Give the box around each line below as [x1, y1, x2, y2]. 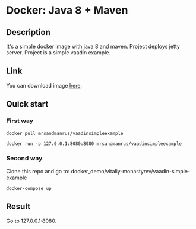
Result [6, 202, 31, 212]
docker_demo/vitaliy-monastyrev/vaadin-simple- [71, 167, 191, 175]
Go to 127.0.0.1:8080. [6, 217, 57, 224]
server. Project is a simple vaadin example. [6, 49, 111, 56]
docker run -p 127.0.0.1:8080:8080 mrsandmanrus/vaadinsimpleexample [6, 140, 182, 147]
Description [6, 27, 50, 37]
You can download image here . [6, 82, 82, 89]
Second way [6, 154, 43, 163]
